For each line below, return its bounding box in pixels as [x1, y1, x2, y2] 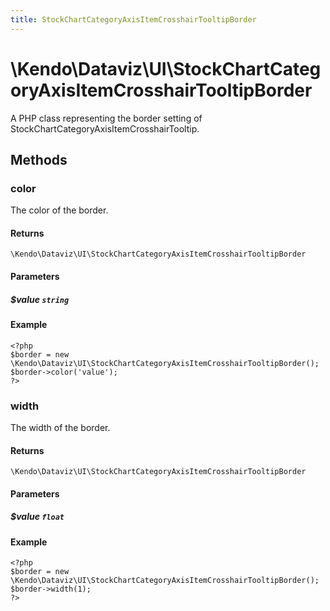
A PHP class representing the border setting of [10, 112, 203, 124]
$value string [10, 293, 70, 305]
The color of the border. [10, 204, 109, 216]
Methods [10, 151, 68, 168]
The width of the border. [10, 421, 111, 433]
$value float [10, 511, 65, 523]
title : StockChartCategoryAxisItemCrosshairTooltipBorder [10, 14, 257, 25]
